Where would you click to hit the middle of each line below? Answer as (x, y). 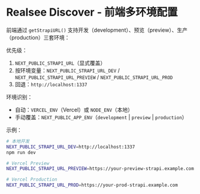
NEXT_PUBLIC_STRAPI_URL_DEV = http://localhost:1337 (71, 147)
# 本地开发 (18, 141)
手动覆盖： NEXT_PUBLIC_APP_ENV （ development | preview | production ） (101, 117)
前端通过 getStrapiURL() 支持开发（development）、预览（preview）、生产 (97, 30)
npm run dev (21, 152)
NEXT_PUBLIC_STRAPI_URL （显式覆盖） (60, 63)
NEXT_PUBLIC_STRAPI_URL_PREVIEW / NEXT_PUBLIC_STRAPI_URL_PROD (94, 77)
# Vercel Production (32, 180)
